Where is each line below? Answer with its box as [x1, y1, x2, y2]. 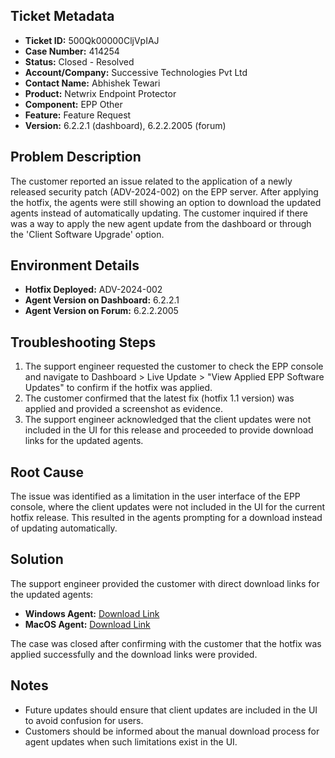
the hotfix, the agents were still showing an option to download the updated [10, 196, 322, 208]
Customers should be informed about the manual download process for [24, 725, 320, 737]
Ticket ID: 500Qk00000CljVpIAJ [24, 34, 160, 46]
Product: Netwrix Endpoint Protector [24, 87, 177, 99]
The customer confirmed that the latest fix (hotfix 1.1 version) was [24, 392, 295, 404]
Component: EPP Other [24, 98, 123, 110]
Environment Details [10, 257, 140, 274]
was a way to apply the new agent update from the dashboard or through [10, 217, 312, 229]
